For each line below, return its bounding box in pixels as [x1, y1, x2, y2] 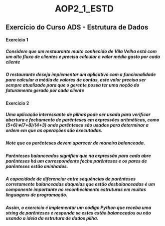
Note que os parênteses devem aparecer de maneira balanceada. [5, 140, 146, 146]
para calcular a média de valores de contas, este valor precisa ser [5, 77, 146, 83]
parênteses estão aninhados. [5, 163, 69, 169]
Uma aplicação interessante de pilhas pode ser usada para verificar [5, 111, 151, 117]
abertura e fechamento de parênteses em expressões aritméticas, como [5, 117, 160, 123]
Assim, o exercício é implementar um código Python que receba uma [5, 204, 152, 210]
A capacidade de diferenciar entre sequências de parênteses [5, 176, 136, 182]
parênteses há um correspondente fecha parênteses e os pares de [5, 158, 147, 164]
